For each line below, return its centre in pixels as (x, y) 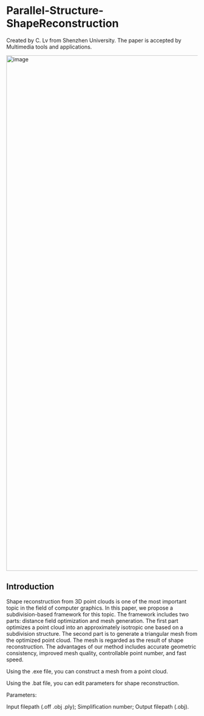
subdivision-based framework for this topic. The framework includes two (98, 614)
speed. (15, 659)
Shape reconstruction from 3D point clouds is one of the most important (97, 601)
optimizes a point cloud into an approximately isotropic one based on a (95, 627)
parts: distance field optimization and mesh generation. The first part (92, 621)
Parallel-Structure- (55, 11)
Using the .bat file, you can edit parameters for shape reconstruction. (93, 683)
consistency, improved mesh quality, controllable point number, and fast (96, 653)
